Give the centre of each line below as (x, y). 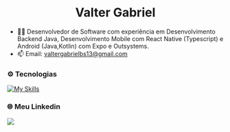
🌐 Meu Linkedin (34, 107)
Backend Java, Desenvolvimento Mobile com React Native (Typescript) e (120, 38)
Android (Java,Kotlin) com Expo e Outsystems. (83, 46)
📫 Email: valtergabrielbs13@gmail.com (72, 53)
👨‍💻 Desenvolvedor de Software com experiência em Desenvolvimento (116, 31)
